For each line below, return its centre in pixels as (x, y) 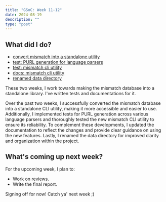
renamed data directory (37, 78)
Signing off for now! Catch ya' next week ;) (50, 194)
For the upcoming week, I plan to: (40, 169)
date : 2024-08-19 (24, 15)
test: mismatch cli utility (37, 68)
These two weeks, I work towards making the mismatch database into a (80, 88)
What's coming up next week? (54, 157)
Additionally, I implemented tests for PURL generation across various (77, 114)
